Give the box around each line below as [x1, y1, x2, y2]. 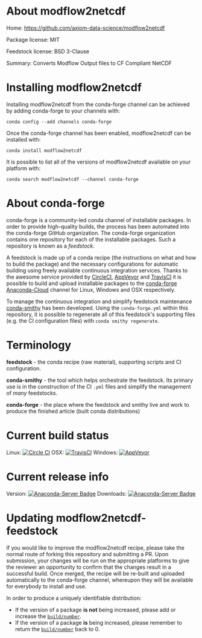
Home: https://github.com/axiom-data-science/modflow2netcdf [6, 24, 165, 31]
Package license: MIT [6, 36, 60, 43]
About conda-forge [6, 197, 105, 210]
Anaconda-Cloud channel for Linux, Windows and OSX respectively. [6, 286, 176, 293]
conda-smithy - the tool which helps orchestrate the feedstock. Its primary [6, 377, 194, 384]
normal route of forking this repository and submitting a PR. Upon [6, 550, 169, 557]
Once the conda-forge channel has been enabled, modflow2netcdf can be [6, 129, 191, 137]
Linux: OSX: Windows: [6, 449, 118, 456]
